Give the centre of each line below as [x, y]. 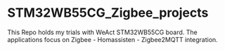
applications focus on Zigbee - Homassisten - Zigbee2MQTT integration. [112, 39]
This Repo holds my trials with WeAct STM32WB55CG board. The [103, 32]
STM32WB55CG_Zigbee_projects [108, 13]
